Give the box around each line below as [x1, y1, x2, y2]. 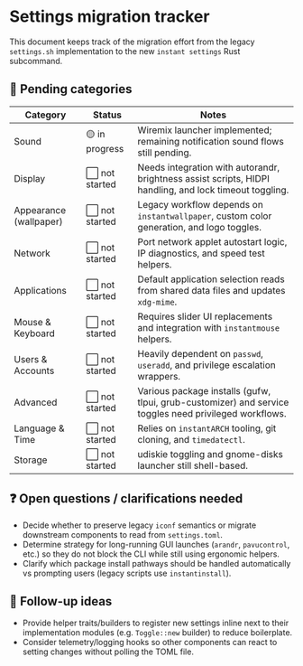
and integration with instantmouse [137, 321, 280, 333]
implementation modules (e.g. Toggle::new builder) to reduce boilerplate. [22, 627, 293, 638]
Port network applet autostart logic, [137, 235, 288, 248]
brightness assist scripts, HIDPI [137, 172, 271, 184]
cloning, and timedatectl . [137, 433, 246, 446]
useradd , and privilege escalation [137, 359, 277, 371]
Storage [14, 454, 48, 466]
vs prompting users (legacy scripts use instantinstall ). [22, 568, 232, 578]
